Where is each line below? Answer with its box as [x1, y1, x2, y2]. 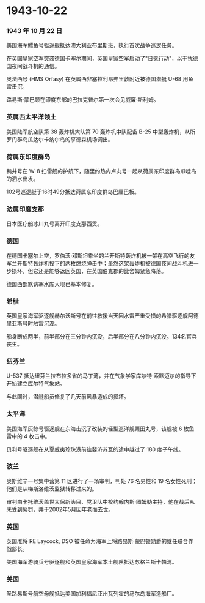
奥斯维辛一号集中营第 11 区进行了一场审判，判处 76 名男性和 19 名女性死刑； [6, 477, 197, 484]
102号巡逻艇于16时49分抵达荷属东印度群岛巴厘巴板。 [6, 188, 140, 196]
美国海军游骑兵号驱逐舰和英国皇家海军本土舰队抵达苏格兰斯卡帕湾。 [6, 558, 178, 566]
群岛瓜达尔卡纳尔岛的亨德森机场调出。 [16, 135, 113, 143]
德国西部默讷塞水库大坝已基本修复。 [6, 280, 98, 288]
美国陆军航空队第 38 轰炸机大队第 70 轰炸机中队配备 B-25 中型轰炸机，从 [6, 128, 190, 135]
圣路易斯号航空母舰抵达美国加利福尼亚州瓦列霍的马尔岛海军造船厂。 [6, 590, 178, 597]
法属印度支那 [6, 205, 45, 213]
